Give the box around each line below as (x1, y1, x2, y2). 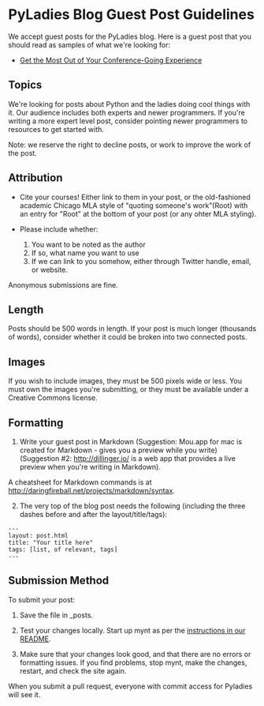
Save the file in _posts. (19, 610, 93, 620)
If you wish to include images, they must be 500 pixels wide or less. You (8, 376, 243, 386)
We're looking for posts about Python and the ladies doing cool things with (8, 99, 251, 108)
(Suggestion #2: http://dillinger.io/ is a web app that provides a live (19, 454, 236, 463)
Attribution (8, 172, 63, 185)
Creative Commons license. (8, 393, 99, 402)
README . (19, 634, 51, 644)
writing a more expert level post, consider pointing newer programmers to (8, 116, 248, 126)
